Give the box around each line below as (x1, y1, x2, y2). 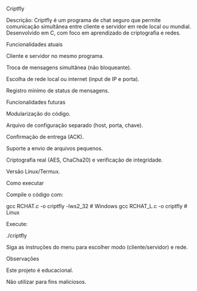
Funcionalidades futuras (6, 98, 66, 106)
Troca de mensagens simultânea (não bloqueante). (6, 64, 132, 71)
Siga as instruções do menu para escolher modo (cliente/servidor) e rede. (6, 244, 188, 250)
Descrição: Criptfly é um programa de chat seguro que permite (6, 17, 161, 23)
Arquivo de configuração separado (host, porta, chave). (6, 122, 143, 129)
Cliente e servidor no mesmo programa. (6, 52, 104, 59)
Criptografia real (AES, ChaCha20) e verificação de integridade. (6, 156, 163, 163)
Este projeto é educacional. (6, 267, 73, 274)
